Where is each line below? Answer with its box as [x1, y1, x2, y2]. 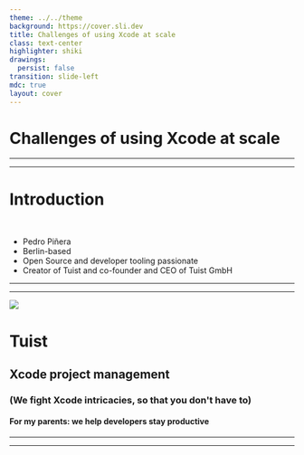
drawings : [9, 55, 47, 64]
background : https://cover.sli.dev [9, 22, 144, 31]
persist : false [17, 64, 75, 73]
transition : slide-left [9, 72, 100, 81]
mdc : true [9, 81, 47, 90]
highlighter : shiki [9, 47, 83, 56]
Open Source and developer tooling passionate [22, 255, 199, 267]
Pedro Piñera [22, 236, 71, 247]
